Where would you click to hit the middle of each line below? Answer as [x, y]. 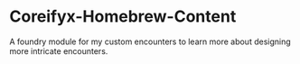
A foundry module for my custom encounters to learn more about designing [150, 41]
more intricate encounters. [59, 50]
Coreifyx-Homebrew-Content [123, 17]
